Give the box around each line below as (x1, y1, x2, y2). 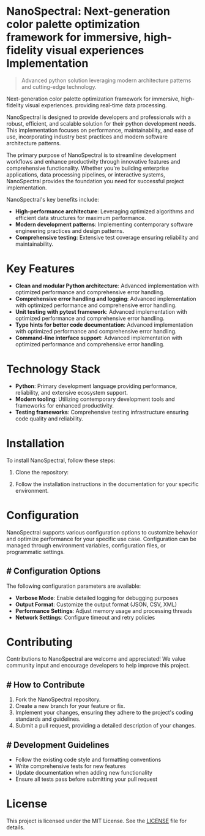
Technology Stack (6, 362, 101, 376)
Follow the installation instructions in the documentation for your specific (15, 480, 199, 488)
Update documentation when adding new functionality (15, 769, 153, 777)
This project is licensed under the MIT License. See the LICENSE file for (6, 817, 187, 824)
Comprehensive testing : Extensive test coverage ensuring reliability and (15, 234, 199, 241)
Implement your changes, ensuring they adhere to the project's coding (15, 709, 194, 716)
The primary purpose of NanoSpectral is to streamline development (6, 151, 177, 159)
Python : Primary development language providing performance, (15, 382, 177, 390)
